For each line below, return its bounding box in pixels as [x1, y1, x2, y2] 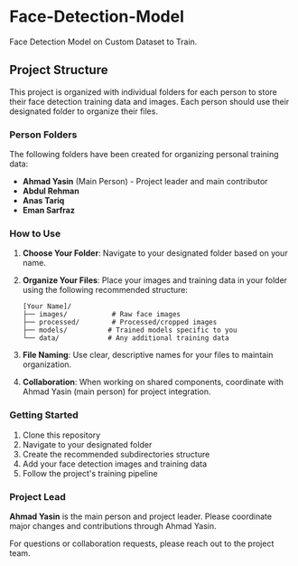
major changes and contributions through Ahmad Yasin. [9, 520, 217, 531]
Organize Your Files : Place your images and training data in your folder [22, 275, 287, 286]
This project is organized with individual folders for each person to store [9, 86, 277, 97]
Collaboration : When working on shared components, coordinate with [22, 377, 284, 388]
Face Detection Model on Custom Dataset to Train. [9, 36, 198, 47]
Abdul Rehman [22, 185, 79, 196]
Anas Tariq [22, 195, 65, 206]
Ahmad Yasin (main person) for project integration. [22, 386, 211, 397]
